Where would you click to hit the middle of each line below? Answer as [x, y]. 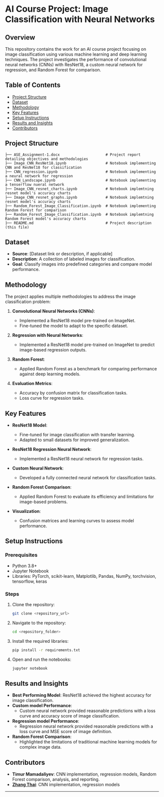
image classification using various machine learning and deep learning [76, 54]
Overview [20, 37]
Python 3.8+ [25, 566]
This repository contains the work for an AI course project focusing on [76, 49]
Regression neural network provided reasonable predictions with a [86, 726]
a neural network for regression [39, 176]
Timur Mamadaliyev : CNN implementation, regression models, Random [84, 774]
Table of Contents [33, 85]
